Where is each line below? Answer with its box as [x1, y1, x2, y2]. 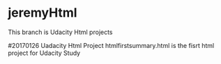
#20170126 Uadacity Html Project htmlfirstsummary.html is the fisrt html [8, 41, 215, 49]
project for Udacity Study [8, 49, 81, 57]
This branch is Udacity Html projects [8, 28, 114, 36]
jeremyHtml [8, 5, 77, 21]
